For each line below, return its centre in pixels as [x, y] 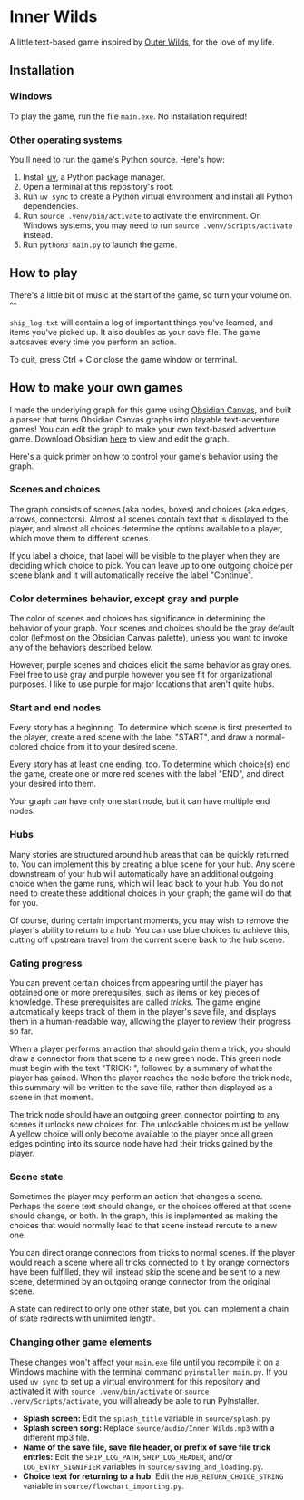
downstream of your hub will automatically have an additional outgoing [142, 873]
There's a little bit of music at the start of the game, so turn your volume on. [151, 295]
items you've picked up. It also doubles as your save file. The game [135, 332]
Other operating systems [66, 140]
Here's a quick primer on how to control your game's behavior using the [144, 456]
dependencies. [50, 205]
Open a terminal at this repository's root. [98, 186]
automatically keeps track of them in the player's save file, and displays [143, 1012]
